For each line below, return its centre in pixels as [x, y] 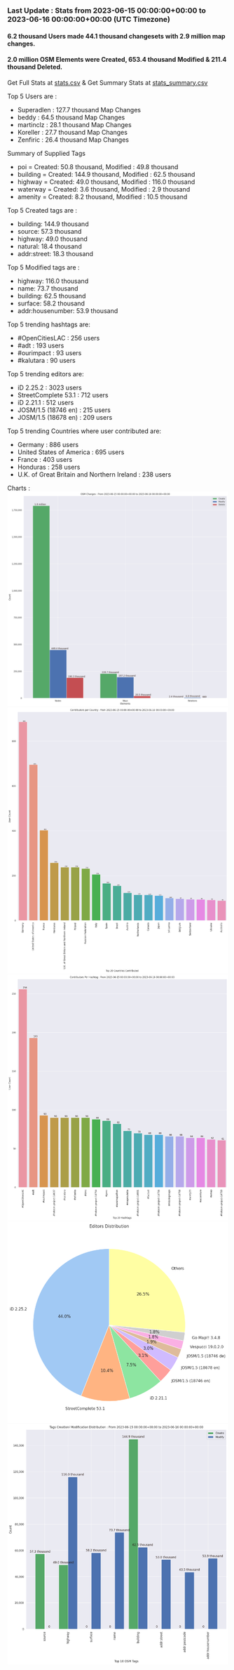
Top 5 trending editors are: [46, 373]
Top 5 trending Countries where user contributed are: [84, 431]
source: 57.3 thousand [49, 231]
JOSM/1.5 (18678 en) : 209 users [65, 417]
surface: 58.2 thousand [51, 303]
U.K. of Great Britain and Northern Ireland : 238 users [94, 474]
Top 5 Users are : [32, 96]
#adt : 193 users [41, 345]
